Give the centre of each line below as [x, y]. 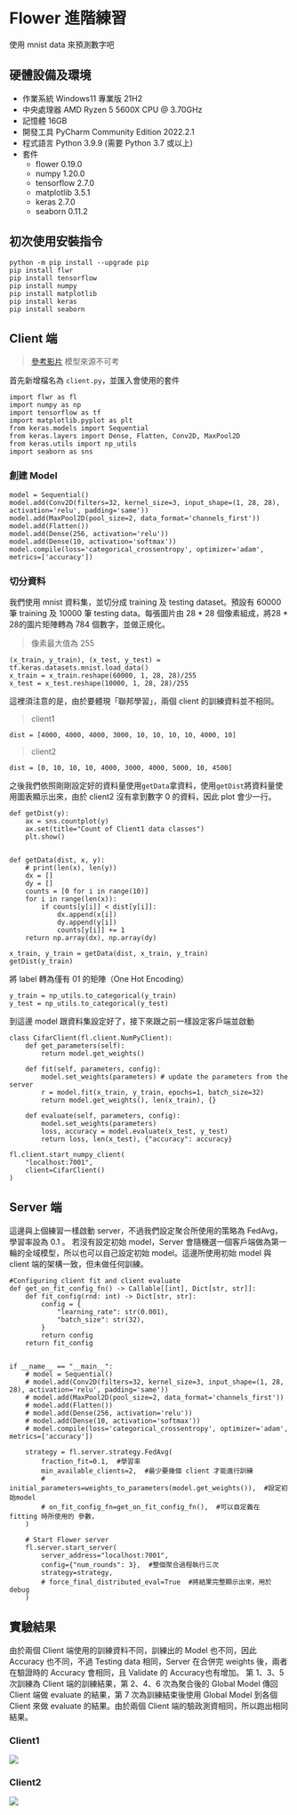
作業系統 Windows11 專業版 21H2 [82, 98]
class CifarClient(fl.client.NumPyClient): [91, 1038]
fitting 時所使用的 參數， [54, 1516]
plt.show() [45, 837]
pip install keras [43, 301]
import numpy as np [45, 406]
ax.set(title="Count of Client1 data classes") [115, 829]
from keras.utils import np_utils [73, 444]
